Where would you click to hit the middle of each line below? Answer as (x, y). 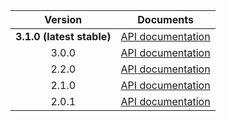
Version (63, 19)
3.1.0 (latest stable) (63, 36)
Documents (165, 19)
